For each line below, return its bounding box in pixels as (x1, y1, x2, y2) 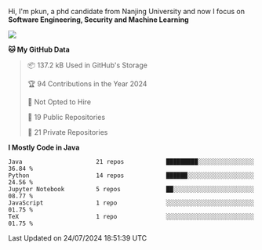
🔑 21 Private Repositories (27, 128, 108, 136)
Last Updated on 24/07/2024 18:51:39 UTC (8, 234, 147, 242)
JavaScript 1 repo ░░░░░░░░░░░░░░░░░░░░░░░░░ (8, 199, 255, 207)
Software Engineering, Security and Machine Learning (8, 15, 189, 24)
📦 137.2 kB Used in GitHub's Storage (27, 60, 147, 70)
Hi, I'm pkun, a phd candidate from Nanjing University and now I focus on (8, 7, 246, 16)
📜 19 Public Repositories (27, 113, 106, 121)
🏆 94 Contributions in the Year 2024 (27, 79, 147, 89)
